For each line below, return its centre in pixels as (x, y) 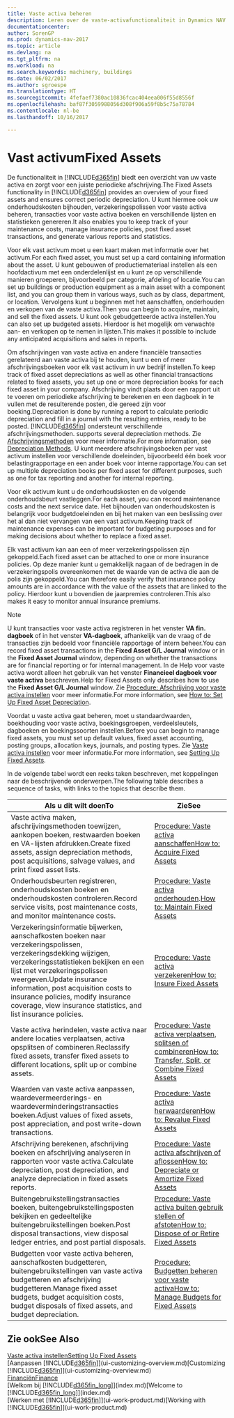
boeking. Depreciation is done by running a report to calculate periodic (108, 411)
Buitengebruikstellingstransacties (65, 1199)
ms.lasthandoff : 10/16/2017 (48, 117)
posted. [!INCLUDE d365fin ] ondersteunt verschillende (85, 426)
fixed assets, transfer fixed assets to (70, 1056)
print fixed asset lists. (46, 869)
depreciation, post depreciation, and (70, 1169)
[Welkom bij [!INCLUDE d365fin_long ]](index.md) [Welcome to (95, 1385)
